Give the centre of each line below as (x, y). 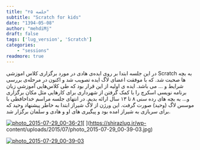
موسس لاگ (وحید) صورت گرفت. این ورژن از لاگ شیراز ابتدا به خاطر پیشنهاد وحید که (100, 105)
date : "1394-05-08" (30, 23)
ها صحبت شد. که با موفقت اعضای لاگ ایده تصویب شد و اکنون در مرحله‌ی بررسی (96, 79)
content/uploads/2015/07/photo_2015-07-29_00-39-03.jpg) (80, 129)
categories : (21, 45)
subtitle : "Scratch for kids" (44, 17)
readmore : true (25, 56)
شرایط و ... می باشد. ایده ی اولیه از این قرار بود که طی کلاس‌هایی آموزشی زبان (95, 86)
